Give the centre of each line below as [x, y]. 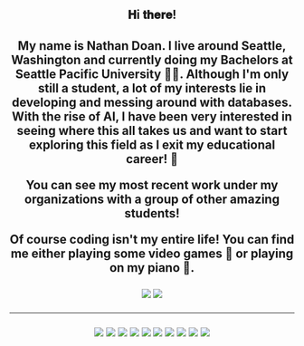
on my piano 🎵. [152, 268]
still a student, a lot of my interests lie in [152, 88]
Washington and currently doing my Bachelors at [152, 59]
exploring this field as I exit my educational [152, 144]
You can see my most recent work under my [152, 185]
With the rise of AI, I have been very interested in [152, 116]
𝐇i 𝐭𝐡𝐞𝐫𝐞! [152, 15]
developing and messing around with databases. [152, 102]
